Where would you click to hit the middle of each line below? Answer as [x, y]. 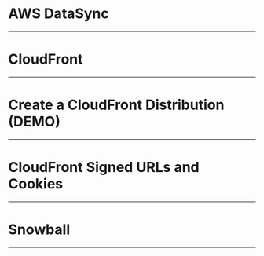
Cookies [36, 184]
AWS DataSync [59, 14]
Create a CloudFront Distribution [116, 105]
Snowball [39, 229]
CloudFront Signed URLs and [104, 167]
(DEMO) [34, 122]
